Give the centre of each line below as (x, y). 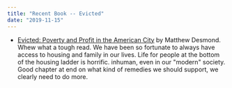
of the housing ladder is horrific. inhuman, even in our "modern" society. (121, 62)
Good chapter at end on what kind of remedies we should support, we (118, 69)
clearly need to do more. (53, 76)
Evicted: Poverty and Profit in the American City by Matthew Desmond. (119, 39)
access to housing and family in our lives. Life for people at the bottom (118, 54)
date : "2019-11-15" (36, 20)
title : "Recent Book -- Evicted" (56, 14)
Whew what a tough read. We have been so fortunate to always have (116, 47)
